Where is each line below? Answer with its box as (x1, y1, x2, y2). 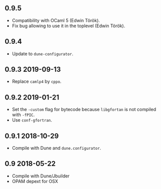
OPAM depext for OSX (12, 178, 58, 184)
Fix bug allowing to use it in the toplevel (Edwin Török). (12, 23, 125, 29)
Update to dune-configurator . (12, 50, 74, 57)
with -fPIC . (12, 112, 35, 118)
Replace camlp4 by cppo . (12, 78, 62, 84)
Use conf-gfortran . (12, 117, 52, 123)
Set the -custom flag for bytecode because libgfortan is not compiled (12, 107, 156, 113)
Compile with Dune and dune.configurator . (12, 145, 101, 151)
